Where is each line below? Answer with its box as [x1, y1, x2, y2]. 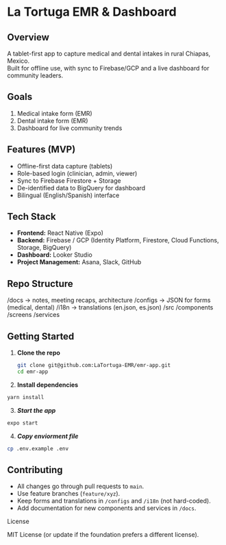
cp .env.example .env [7, 445, 69, 452]
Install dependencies [16, 381, 79, 389]
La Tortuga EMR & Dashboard [7, 4, 177, 20]
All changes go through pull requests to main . [16, 482, 145, 490]
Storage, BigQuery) [16, 244, 72, 252]
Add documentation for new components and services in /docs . [16, 504, 197, 512]
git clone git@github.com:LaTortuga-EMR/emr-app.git [16, 362, 171, 369]
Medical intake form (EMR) [16, 109, 92, 117]
